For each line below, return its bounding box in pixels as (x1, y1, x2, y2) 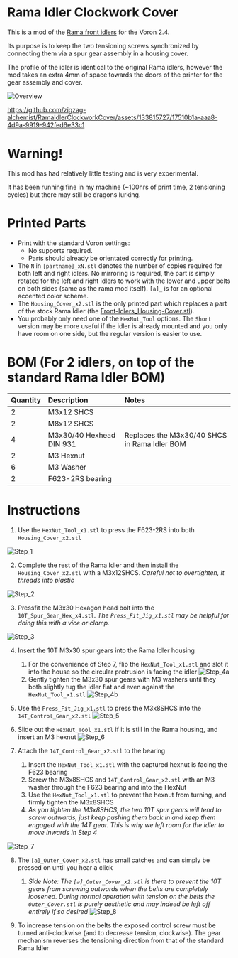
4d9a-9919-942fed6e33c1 (7, 120, 85, 129)
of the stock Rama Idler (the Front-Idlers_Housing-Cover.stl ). (17, 306, 195, 315)
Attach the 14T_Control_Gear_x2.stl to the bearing (17, 746, 166, 755)
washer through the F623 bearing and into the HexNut (28, 782, 187, 791)
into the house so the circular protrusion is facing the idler (28, 667, 198, 676)
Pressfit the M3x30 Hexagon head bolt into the (17, 603, 154, 612)
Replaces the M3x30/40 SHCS (124, 430, 227, 440)
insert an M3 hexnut (17, 733, 76, 741)
